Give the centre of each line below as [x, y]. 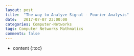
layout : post [19, 10]
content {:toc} [27, 48]
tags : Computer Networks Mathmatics [44, 29]
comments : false [23, 34]
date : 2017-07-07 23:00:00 [36, 19]
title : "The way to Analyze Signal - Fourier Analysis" [67, 15]
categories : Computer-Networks [39, 24]
